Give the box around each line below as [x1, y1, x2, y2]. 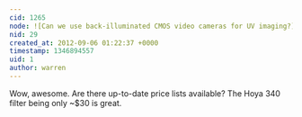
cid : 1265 [9, 13, 47, 22]
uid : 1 [9, 55, 34, 64]
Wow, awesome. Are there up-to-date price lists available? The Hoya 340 [9, 87, 281, 99]
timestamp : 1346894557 [9, 47, 94, 56]
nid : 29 [9, 30, 39, 39]
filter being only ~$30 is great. [9, 97, 122, 108]
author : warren [9, 64, 67, 73]
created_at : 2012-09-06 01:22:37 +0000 [9, 38, 159, 48]
